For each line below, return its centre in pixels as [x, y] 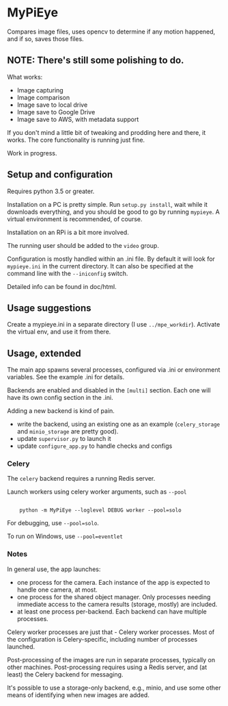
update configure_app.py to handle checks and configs [95, 446]
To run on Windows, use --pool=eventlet [65, 536]
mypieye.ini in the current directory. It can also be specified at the [100, 266]
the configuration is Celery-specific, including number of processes [102, 639]
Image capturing [40, 90]
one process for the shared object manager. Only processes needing [114, 596]
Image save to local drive [52, 105]
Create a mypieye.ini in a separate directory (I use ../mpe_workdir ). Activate [114, 325]
